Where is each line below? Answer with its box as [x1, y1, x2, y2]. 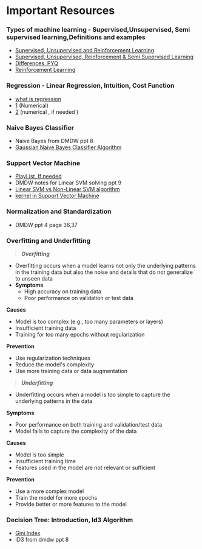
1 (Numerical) [15, 102, 49, 109]
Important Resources [6, 4, 115, 18]
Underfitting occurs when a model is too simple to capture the [15, 391, 170, 398]
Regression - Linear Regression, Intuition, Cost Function [6, 82, 175, 90]
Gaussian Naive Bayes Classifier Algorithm [15, 144, 122, 151]
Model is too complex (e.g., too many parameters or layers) [15, 318, 164, 325]
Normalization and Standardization [6, 208, 112, 216]
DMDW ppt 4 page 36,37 [15, 221, 78, 228]
